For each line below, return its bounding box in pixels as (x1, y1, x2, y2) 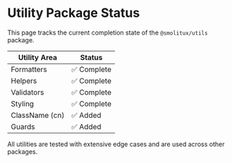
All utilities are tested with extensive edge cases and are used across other (7, 140, 225, 148)
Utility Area (18, 52, 58, 62)
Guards (11, 121, 35, 131)
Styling (11, 99, 34, 109)
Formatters (11, 64, 47, 74)
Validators (11, 87, 44, 97)
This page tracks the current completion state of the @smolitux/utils (7, 28, 208, 37)
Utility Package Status (7, 5, 140, 21)
